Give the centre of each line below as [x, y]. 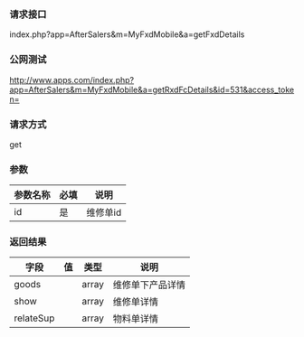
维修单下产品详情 [149, 285]
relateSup [34, 318]
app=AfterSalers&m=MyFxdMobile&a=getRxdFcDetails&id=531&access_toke [152, 89]
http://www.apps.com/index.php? [71, 80]
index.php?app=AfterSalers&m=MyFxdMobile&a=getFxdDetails [127, 34]
